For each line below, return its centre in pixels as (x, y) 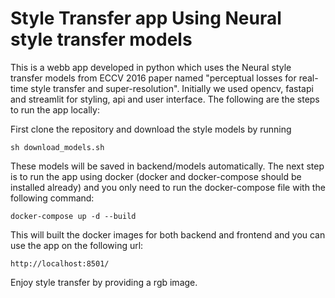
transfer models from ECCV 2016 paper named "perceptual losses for (153, 78)
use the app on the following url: (77, 245)
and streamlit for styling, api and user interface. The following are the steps (165, 99)
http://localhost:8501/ (60, 263)
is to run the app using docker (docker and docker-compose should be (156, 176)
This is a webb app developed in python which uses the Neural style (151, 67)
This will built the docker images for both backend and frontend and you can (168, 234)
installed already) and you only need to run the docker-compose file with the (168, 187)
